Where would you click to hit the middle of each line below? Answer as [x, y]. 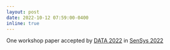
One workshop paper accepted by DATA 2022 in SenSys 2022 [85, 41]
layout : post [23, 12]
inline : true [23, 23]
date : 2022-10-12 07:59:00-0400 [47, 18]
